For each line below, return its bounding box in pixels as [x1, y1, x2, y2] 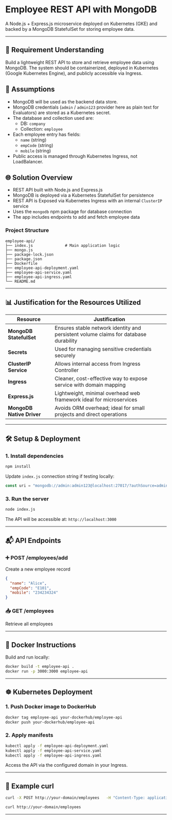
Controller [54, 367, 79, 374]
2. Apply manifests [5, 731, 54, 739]
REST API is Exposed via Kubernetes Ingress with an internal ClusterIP [12, 198, 162, 204]
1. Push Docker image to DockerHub [5, 703, 96, 710]
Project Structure [5, 227, 49, 234]
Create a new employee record [5, 566, 71, 572]
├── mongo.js [5, 247, 33, 253]
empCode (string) [20, 142, 54, 148]
